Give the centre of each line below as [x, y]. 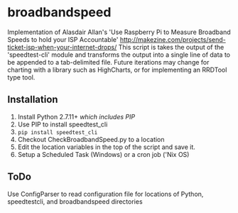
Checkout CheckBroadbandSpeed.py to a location [91, 139]
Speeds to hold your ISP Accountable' [63, 39]
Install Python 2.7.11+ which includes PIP [76, 116]
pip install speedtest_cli [58, 132]
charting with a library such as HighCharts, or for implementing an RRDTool [117, 70]
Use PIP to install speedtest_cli [63, 124]
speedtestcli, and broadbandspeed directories [75, 201]
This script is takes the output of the [171, 47]
